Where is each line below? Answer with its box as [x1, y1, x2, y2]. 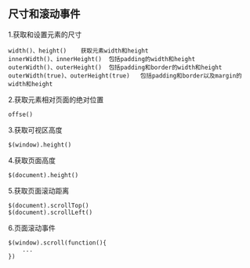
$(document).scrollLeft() [8, 208, 92, 216]
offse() [8, 110, 34, 118]
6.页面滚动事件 [8, 223, 56, 233]
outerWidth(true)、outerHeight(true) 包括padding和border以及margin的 [8, 71, 242, 80]
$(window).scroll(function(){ [8, 238, 107, 247]
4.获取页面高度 [8, 155, 56, 165]
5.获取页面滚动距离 [8, 186, 69, 195]
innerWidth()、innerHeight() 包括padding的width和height [8, 55, 196, 63]
